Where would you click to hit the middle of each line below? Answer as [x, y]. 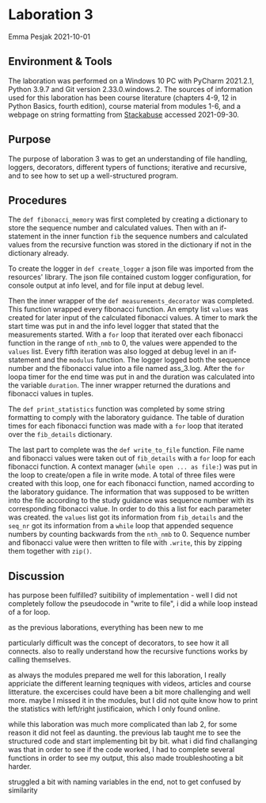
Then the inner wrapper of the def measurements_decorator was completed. [131, 301]
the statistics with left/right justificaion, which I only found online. [114, 709]
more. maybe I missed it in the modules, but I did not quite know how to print [133, 701]
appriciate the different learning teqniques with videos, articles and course [130, 684]
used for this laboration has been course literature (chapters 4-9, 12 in [123, 98]
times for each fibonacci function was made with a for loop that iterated [126, 426]
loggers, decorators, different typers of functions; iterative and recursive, [127, 167]
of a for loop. [29, 612]
